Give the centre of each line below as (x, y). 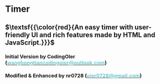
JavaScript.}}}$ (30, 42)
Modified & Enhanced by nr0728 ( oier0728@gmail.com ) (73, 76)
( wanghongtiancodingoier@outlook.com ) (56, 62)
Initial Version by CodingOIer (40, 56)
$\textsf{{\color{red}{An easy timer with (69, 27)
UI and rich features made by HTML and (93, 35)
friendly (18, 35)
